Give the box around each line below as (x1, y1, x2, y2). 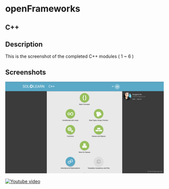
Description (5, 40, 43, 48)
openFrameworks (5, 3, 80, 15)
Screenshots (5, 68, 46, 76)
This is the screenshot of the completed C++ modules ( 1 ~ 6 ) (5, 53, 134, 59)
